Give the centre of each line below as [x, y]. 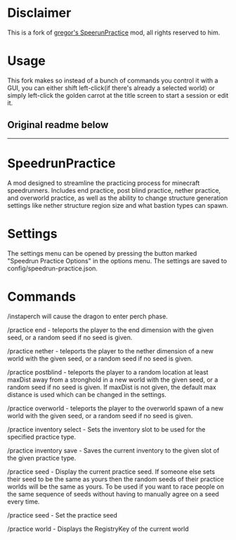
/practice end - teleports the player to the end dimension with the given [111, 329]
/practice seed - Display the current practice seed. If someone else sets [111, 471]
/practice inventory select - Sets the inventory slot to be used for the [106, 429]
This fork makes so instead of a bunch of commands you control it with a [113, 80]
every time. [24, 501]
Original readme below [58, 125]
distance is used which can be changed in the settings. [87, 394]
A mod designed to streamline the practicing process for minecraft [104, 183]
